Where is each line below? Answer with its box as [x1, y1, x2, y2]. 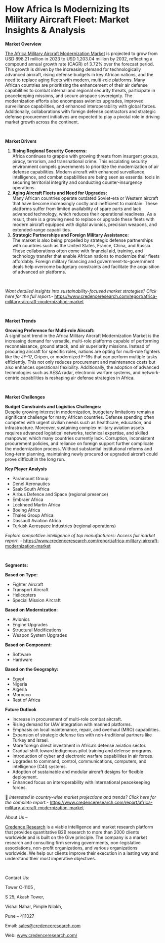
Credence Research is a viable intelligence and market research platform [5, 824, 153, 830]
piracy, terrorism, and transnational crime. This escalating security [12, 158, 147, 164]
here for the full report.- [5, 293, 53, 299]
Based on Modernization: [5, 607, 58, 612]
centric [5, 375, 20, 381]
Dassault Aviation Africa [12, 517, 61, 523]
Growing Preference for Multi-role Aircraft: [5, 327, 95, 333]
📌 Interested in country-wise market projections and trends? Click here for [5, 794, 157, 800]
